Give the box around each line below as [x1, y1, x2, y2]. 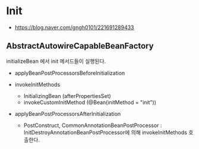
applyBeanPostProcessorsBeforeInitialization [14, 69, 125, 77]
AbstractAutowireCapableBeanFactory [6, 41, 154, 51]
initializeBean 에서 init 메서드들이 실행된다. [6, 58, 106, 65]
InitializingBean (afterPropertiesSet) [23, 92, 111, 99]
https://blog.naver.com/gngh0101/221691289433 [14, 24, 134, 31]
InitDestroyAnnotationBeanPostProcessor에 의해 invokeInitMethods [23, 129, 187, 136]
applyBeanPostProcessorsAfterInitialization [14, 110, 121, 117]
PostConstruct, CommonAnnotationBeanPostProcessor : [23, 122, 162, 129]
